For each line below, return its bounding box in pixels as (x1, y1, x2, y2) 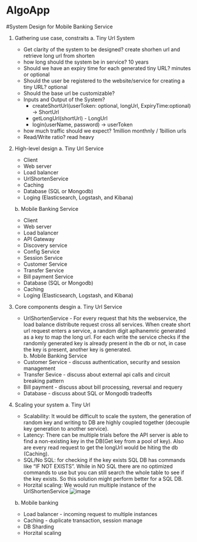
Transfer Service (23, 266, 64, 274)
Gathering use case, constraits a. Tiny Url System (14, 34, 135, 41)
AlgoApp (6, 4, 50, 17)
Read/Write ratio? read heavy (23, 133, 95, 140)
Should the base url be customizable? (23, 90, 115, 97)
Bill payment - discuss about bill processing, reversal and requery (23, 384, 183, 391)
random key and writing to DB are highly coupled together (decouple (23, 419, 190, 426)
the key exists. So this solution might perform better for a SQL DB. (23, 475, 183, 482)
